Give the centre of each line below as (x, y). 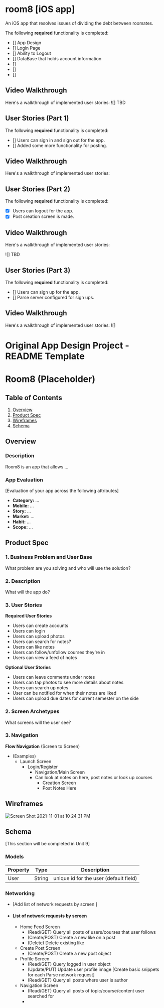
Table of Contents (34, 398)
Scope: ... (23, 527)
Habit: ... (22, 522)
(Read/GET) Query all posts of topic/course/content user (86, 991)
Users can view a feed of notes (45, 658)
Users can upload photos (39, 637)
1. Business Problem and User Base (49, 557)
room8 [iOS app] (40, 9)
